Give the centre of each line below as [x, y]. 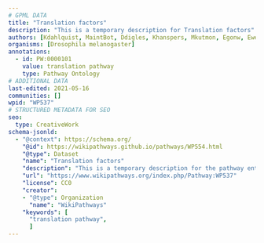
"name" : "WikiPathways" [68, 205]
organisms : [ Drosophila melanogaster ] [71, 45]
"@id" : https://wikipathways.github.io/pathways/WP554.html [123, 147]
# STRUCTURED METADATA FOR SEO [59, 111]
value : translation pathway [68, 67]
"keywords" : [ [45, 212]
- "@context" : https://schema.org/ [73, 139]
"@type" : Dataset [51, 154]
